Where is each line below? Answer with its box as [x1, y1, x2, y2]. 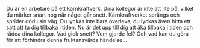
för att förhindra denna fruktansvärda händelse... [6, 37, 128, 43]
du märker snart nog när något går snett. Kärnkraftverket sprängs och [6, 11, 180, 18]
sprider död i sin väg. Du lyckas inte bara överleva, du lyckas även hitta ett [6, 18, 191, 24]
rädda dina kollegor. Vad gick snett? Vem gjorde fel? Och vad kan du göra [6, 30, 189, 37]
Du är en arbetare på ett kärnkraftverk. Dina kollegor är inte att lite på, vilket [6, 5, 194, 12]
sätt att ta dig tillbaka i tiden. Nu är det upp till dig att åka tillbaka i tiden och [6, 24, 193, 31]
